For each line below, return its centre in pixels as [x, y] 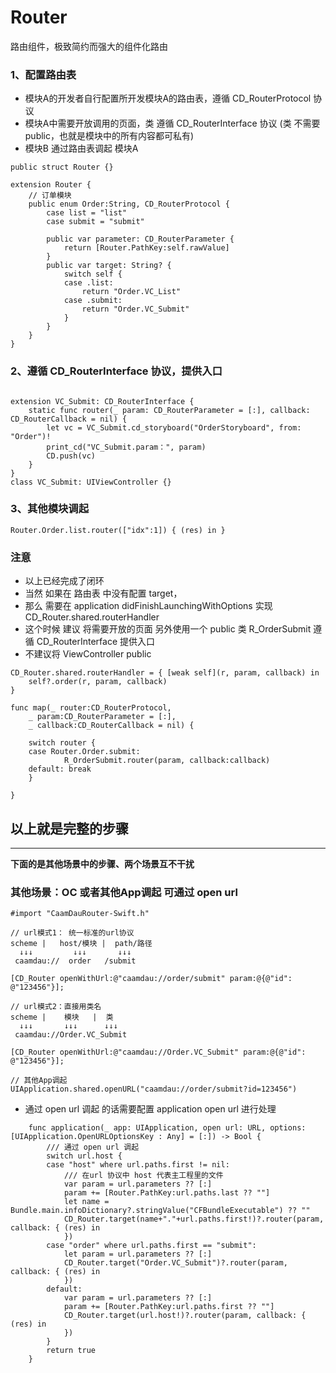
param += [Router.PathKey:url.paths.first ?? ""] [169, 1307]
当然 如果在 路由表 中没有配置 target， [103, 593]
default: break [60, 769]
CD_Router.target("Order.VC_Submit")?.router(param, [175, 1263]
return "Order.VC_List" [131, 292]
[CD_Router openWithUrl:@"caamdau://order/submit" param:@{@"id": [151, 979]
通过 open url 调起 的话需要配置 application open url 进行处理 [150, 1109]
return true [71, 1351]
